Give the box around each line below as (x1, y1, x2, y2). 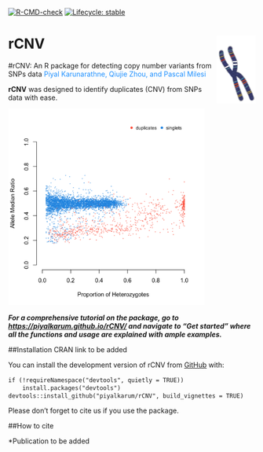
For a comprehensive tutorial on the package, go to (8, 313, 179, 322)
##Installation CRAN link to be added (8, 344, 128, 354)
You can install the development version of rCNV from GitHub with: (8, 360, 225, 369)
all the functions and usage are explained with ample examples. (8, 329, 222, 339)
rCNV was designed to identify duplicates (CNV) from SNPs (8, 84, 203, 94)
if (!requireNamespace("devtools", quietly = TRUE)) (8, 376, 184, 384)
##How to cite (8, 421, 54, 430)
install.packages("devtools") (22, 384, 122, 392)
